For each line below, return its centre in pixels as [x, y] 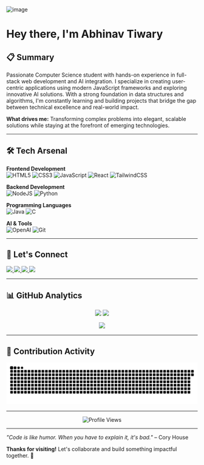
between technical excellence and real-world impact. [73, 107]
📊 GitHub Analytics [44, 296]
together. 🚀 [20, 456]
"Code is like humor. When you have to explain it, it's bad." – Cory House [97, 437]
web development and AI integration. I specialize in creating [96, 81]
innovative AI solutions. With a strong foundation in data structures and [95, 94]
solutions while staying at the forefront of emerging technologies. [88, 125]
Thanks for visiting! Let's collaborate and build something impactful [92, 449]
